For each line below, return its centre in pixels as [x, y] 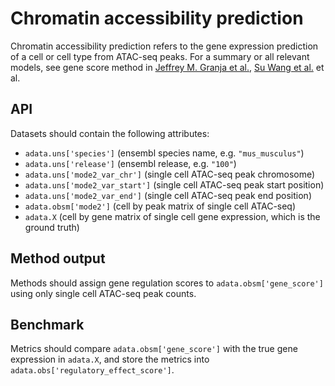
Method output [58, 258]
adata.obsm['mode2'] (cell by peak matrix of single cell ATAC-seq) [160, 206]
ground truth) [52, 227]
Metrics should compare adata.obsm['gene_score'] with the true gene [154, 349]
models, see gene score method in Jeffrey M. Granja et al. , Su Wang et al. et [167, 67]
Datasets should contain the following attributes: [110, 133]
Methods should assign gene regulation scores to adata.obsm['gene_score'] [167, 283]
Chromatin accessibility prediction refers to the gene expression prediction [164, 46]
